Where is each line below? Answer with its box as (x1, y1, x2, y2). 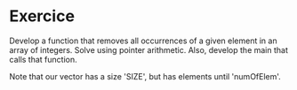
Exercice (9, 6, 76, 26)
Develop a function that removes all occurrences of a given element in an (9, 35, 277, 46)
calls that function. (9, 54, 77, 64)
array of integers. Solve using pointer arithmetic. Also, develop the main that (9, 44, 289, 55)
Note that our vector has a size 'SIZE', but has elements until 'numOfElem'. (9, 71, 282, 81)
